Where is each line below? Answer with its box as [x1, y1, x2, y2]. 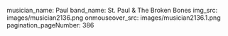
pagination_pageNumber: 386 [6, 21, 94, 29]
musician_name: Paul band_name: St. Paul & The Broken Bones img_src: [6, 6, 218, 14]
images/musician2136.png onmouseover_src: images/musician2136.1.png [6, 13, 221, 22]
